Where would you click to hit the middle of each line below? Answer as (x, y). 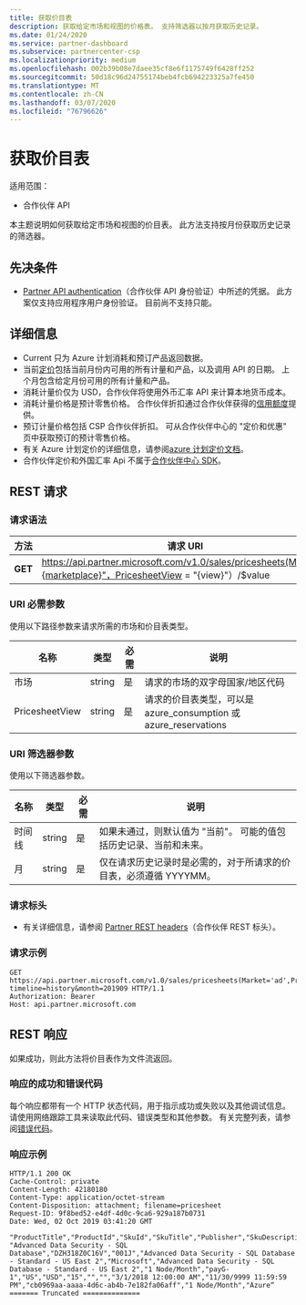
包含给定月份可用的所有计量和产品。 (107, 380)
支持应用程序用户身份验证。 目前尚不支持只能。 (127, 303)
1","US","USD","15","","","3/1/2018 (79, 1278)
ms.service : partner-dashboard (69, 43)
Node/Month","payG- (193, 1269)
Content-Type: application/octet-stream (87, 1198)
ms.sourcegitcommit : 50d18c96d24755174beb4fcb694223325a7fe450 (132, 77)
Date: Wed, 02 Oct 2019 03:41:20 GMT (81, 1222)
